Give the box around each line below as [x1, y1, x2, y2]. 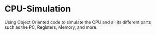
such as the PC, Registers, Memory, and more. [4, 24, 98, 30]
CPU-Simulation [4, 3, 71, 14]
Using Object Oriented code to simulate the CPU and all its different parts [4, 19, 151, 25]
